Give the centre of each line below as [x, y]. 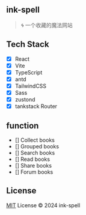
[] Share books [33, 165]
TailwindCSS [31, 86]
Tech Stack [28, 44]
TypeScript [29, 72]
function [23, 126]
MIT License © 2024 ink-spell [43, 205]
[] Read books [32, 159]
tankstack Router [36, 106]
